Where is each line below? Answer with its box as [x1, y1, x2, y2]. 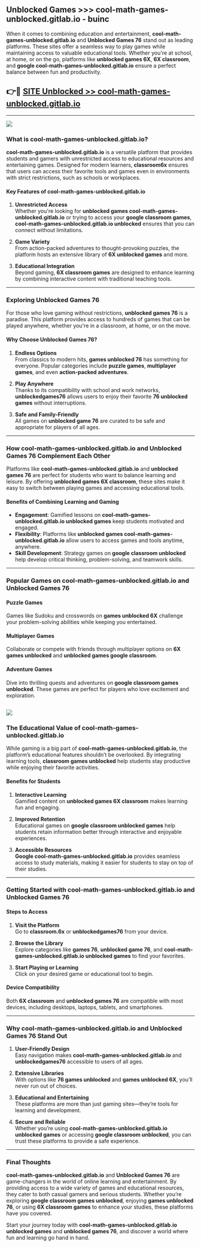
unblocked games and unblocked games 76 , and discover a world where [6, 1228, 188, 1235]
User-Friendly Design [14, 1046, 70, 1053]
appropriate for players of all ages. [14, 423, 100, 430]
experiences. [14, 835, 47, 842]
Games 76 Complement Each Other [6, 451, 111, 460]
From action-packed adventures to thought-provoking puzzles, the [14, 245, 179, 252]
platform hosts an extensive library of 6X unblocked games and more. [14, 251, 189, 258]
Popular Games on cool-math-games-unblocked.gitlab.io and [6, 577, 190, 585]
